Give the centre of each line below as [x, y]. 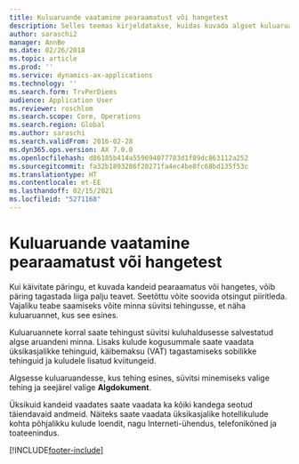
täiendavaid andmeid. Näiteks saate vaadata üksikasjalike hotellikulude [139, 413]
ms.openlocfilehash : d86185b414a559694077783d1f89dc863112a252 [129, 158]
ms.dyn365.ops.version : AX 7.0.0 [71, 149]
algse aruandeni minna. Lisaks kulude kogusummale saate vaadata [132, 341]
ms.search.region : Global [57, 125]
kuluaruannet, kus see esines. [64, 315]
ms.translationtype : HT [53, 174]
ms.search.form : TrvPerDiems [63, 92]
